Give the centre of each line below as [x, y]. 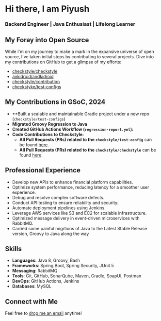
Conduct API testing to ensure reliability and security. [65, 203]
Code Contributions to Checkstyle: [48, 134]
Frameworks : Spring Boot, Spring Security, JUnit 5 [63, 266]
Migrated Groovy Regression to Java [49, 124]
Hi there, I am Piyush [47, 9]
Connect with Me [32, 301]
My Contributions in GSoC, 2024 [55, 102]
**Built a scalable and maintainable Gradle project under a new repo [80, 114]
